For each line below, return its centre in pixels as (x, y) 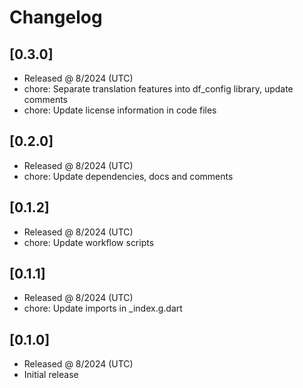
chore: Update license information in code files (120, 110)
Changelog (56, 17)
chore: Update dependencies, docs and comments (128, 176)
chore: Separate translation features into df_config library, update (158, 89)
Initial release (51, 375)
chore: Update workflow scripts (89, 242)
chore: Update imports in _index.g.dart (103, 308)
